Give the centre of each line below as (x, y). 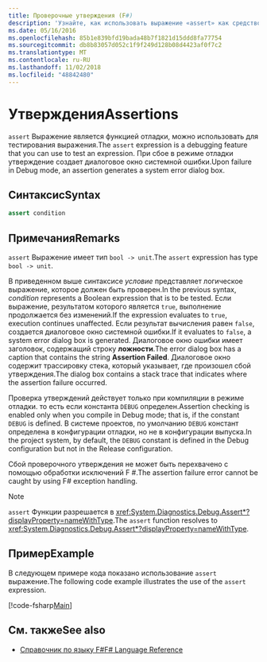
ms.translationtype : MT (48, 53)
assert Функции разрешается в (61, 512)
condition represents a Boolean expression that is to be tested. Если (120, 298)
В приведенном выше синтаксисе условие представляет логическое (126, 281)
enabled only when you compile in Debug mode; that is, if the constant (124, 415)
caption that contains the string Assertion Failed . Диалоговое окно (120, 357)
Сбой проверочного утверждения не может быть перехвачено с (118, 464)
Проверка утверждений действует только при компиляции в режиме (126, 398)
